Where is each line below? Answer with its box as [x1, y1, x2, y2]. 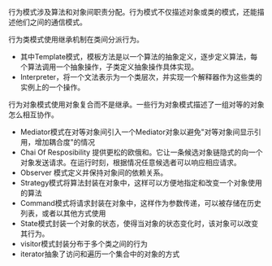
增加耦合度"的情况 [34, 137, 96, 146]
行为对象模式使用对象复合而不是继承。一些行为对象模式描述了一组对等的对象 [8, 100, 265, 109]
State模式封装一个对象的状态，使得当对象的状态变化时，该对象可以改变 [19, 219, 258, 228]
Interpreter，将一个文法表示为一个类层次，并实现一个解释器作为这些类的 [19, 72, 262, 81]
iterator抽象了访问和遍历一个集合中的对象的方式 [19, 249, 180, 259]
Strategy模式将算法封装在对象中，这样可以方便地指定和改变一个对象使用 [19, 178, 262, 187]
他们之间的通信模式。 [15, 17, 87, 27]
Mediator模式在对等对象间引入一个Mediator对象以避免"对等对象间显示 [19, 127, 254, 137]
